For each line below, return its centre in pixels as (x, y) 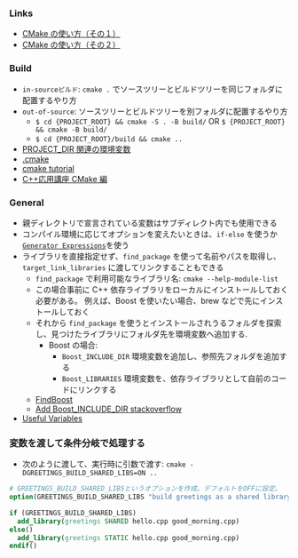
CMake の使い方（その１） (71, 34)
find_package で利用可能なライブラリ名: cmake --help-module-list (157, 278)
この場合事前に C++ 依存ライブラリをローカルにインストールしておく (162, 289)
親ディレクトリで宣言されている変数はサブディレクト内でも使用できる (149, 223)
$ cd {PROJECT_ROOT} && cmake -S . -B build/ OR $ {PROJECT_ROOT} (160, 121)
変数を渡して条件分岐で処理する (77, 442)
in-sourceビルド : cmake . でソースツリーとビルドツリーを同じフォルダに (153, 89)
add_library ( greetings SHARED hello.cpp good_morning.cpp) (129, 521)
